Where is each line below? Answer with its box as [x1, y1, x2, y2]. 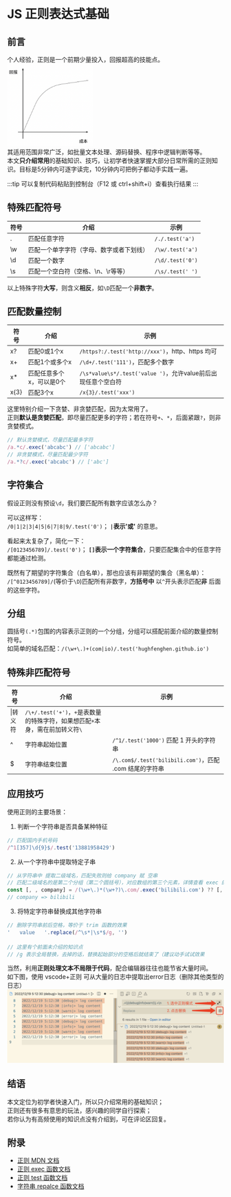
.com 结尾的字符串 [112, 764, 164, 772]
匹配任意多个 [27, 369, 65, 377]
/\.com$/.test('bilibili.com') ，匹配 [112, 755, 220, 764]
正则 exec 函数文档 [16, 1165, 71, 1174]
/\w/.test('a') [154, 246, 198, 253]
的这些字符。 [7, 586, 43, 594]
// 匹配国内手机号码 [7, 837, 58, 844]
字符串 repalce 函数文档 [16, 1182, 85, 1191]
